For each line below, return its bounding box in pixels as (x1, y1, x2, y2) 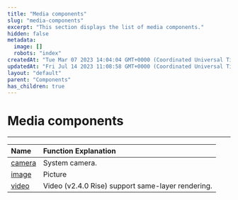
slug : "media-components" (7, 17, 84, 24)
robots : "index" (13, 50, 62, 57)
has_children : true (7, 83, 65, 90)
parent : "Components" (7, 76, 72, 83)
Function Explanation (42, 146, 117, 156)
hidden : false (7, 30, 50, 37)
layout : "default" (7, 69, 62, 76)
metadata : (7, 37, 37, 44)
